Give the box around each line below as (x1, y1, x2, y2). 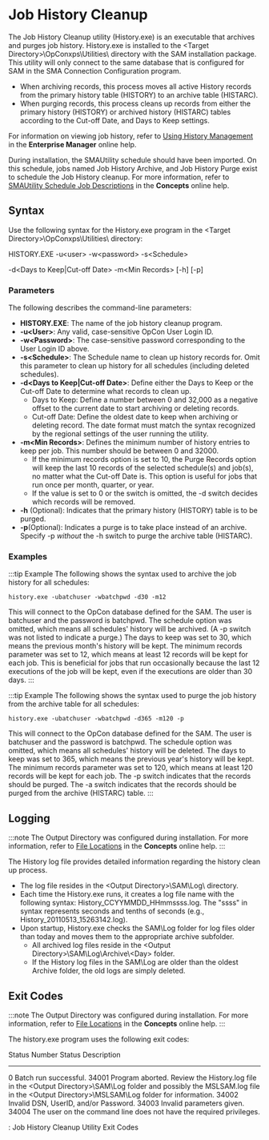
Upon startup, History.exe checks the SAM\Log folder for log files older (19, 923, 255, 933)
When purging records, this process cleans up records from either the (19, 98, 251, 108)
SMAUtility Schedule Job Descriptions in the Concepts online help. (8, 180, 230, 190)
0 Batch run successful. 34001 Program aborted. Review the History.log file (8, 1073, 257, 1082)
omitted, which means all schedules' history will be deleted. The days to (8, 746, 247, 756)
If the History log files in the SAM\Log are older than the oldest (31, 957, 239, 967)
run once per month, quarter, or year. (31, 480, 155, 490)
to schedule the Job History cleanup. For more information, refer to (8, 172, 230, 182)
